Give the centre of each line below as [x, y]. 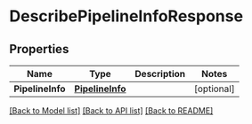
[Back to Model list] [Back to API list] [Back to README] [111, 111]
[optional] [215, 89]
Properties [39, 49]
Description [160, 74]
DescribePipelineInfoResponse [126, 16]
